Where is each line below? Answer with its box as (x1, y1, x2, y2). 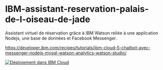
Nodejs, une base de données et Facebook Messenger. (5, 35, 117, 41)
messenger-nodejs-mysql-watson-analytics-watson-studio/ (5, 50, 127, 56)
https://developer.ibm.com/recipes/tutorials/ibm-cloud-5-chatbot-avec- (5, 45, 151, 50)
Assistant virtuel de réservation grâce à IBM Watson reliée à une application (5, 30, 159, 36)
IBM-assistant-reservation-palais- (5, 3, 149, 15)
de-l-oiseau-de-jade (5, 14, 90, 25)
